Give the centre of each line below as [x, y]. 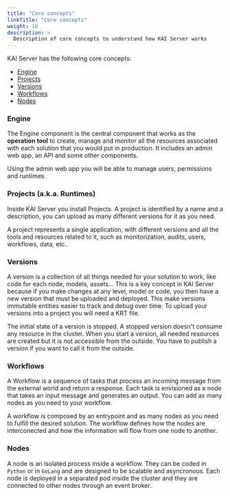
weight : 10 [23, 26]
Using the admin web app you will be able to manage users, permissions [110, 169]
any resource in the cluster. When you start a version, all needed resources [113, 334]
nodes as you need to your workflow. [59, 403]
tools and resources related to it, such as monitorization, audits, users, [106, 237]
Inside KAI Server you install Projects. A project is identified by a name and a [115, 209]
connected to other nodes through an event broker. [80, 485]
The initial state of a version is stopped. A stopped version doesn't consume [115, 327]
